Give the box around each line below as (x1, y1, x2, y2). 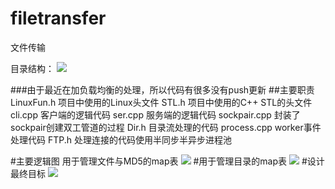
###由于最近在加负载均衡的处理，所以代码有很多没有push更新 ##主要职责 (10, 83, 315, 96)
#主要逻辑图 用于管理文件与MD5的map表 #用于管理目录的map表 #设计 (10, 155, 325, 167)
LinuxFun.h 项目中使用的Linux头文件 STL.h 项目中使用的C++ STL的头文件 (10, 96, 313, 108)
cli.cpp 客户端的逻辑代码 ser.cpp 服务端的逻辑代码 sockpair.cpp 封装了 (10, 108, 301, 121)
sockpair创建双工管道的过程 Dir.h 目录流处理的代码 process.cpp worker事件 (10, 121, 322, 133)
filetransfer (10, 7, 107, 30)
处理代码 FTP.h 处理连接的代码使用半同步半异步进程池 (10, 133, 232, 146)
